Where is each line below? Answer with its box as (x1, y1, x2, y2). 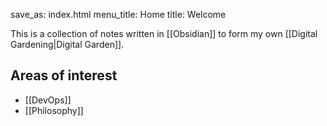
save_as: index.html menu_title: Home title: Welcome (10, 9, 227, 20)
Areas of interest (10, 67, 118, 84)
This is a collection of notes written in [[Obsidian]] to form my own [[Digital (10, 28, 318, 39)
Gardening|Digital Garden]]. (10, 39, 125, 50)
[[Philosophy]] (24, 104, 84, 116)
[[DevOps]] (24, 94, 72, 106)
